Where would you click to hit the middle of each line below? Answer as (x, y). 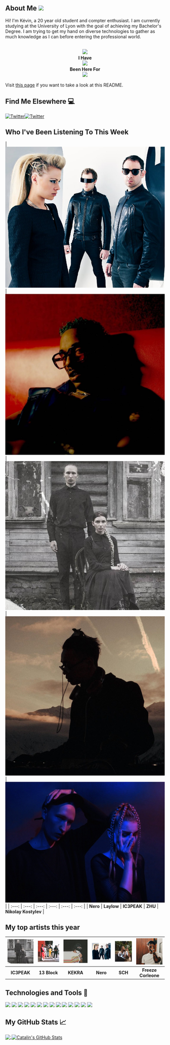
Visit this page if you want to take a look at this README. (64, 85)
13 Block (48, 973)
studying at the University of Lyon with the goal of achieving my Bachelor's (83, 26)
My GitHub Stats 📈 (36, 1022)
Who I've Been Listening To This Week (67, 132)
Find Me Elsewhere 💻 (40, 101)
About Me (21, 8)
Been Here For (85, 69)
